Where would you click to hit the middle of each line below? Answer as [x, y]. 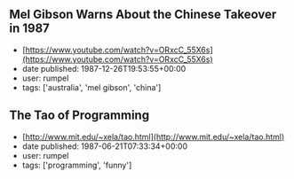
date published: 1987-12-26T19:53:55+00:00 [104, 68]
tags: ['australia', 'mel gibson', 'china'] [91, 87]
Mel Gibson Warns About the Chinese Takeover [143, 15]
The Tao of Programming [79, 116]
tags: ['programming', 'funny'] [77, 165]
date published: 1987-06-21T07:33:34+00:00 [105, 146]
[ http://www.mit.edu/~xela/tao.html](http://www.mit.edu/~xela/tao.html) [153, 136]
